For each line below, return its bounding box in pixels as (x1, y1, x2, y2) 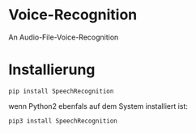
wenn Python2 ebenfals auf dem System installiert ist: (8, 101, 189, 110)
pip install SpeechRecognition (8, 87, 114, 95)
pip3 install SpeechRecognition (8, 117, 117, 125)
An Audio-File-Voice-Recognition (8, 32, 119, 42)
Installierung (8, 60, 96, 79)
